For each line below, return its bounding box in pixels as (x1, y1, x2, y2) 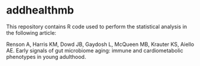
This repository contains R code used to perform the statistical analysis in (6, 23, 187, 30)
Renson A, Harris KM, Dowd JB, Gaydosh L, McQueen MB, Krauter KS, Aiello (6, 41, 195, 48)
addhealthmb (6, 4, 75, 17)
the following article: (6, 29, 57, 36)
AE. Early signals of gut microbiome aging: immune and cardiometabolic (6, 47, 183, 54)
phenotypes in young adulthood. (6, 53, 87, 60)
